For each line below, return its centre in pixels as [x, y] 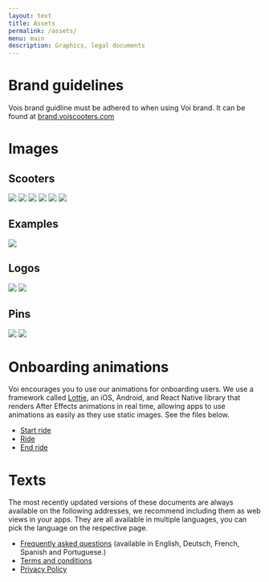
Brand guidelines [66, 86]
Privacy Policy [43, 569]
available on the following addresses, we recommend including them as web [134, 511]
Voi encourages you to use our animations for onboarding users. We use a [131, 389]
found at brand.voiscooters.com [61, 117]
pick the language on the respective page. [78, 528]
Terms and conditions [56, 561]
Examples [33, 224]
